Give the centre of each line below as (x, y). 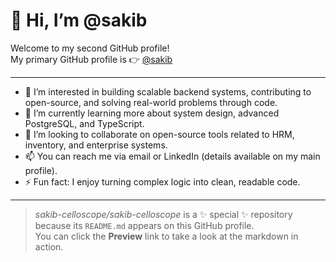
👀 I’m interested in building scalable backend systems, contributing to (168, 91)
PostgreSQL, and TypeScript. (84, 123)
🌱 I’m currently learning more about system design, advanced (152, 113)
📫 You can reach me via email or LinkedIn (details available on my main (172, 156)
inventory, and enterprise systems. (96, 145)
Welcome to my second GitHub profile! (90, 48)
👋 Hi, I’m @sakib (79, 20)
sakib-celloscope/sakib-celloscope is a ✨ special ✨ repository (163, 214)
